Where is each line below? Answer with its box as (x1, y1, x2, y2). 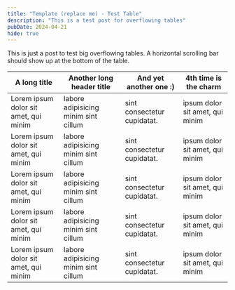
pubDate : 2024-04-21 (7, 23, 68, 30)
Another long (68, 73, 114, 83)
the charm (186, 82, 222, 92)
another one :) (126, 82, 175, 92)
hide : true (7, 29, 39, 37)
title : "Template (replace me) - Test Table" (7, 10, 142, 18)
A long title (15, 78, 52, 88)
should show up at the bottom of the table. (7, 57, 130, 65)
